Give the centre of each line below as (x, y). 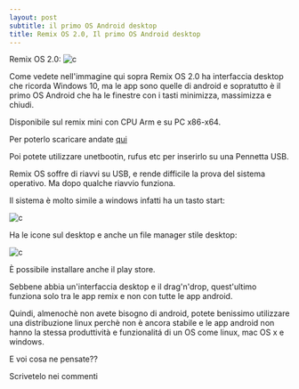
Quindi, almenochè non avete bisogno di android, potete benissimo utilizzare (149, 313)
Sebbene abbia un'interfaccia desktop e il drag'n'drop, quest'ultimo (133, 287)
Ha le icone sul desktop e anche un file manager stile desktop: (123, 235)
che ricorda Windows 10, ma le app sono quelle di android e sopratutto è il (145, 86)
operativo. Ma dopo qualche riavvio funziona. (93, 183)
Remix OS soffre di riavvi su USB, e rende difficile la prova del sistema (137, 174)
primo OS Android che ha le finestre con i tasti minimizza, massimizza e (140, 95)
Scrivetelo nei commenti (53, 377)
